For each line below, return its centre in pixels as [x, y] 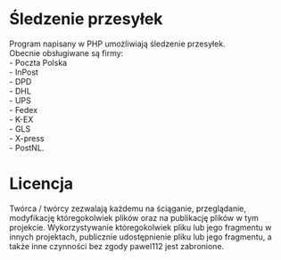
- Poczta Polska [38, 62]
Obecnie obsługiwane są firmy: [66, 53]
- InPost [24, 72]
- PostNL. [27, 148]
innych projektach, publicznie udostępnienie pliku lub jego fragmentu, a [140, 237]
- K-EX [21, 119]
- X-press [27, 138]
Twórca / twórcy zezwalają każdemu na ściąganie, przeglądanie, [128, 208]
